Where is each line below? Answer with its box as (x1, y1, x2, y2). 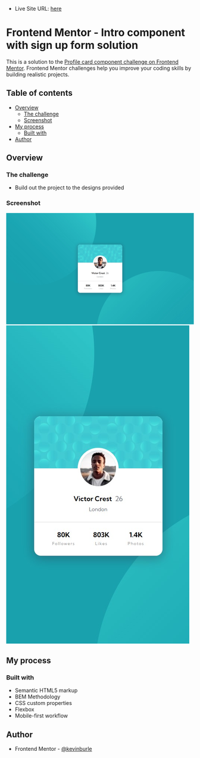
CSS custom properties (14, 700, 73, 707)
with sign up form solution (6, 39, 139, 52)
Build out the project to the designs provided (14, 184, 124, 191)
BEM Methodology (14, 693, 61, 700)
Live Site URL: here (14, 5, 62, 12)
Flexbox (14, 706, 35, 713)
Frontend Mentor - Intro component (6, 26, 186, 39)
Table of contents (6, 88, 73, 98)
